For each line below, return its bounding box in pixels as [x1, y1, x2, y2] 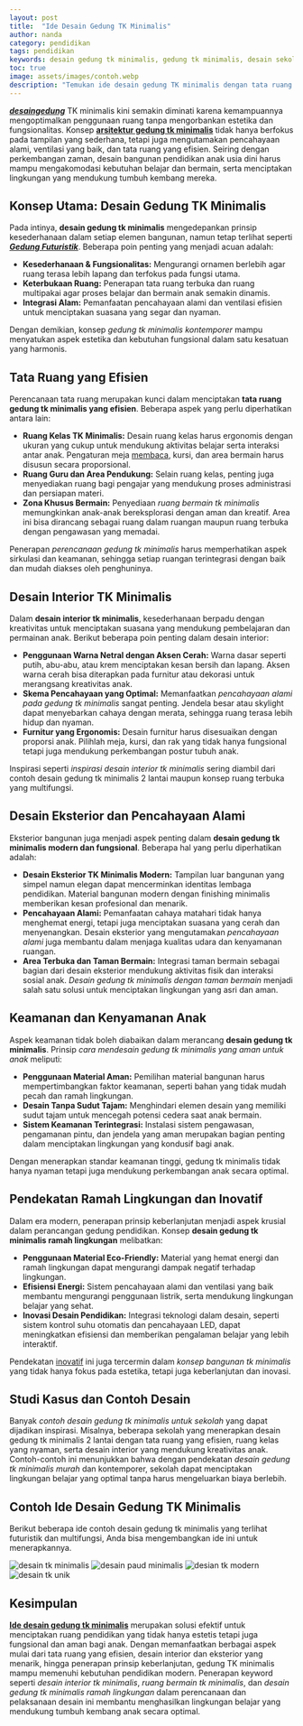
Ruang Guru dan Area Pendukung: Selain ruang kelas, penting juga [22, 469, 275, 479]
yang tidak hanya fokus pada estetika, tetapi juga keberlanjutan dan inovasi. [9, 1365, 291, 1377]
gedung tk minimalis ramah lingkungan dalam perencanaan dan [9, 1686, 246, 1697]
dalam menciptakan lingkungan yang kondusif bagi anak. [22, 1138, 234, 1149]
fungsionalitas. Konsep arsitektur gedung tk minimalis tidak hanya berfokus [9, 124, 294, 135]
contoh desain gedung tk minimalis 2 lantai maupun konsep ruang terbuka [9, 773, 285, 784]
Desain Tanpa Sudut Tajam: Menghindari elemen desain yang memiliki [22, 1100, 287, 1110]
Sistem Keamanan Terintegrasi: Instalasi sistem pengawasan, [22, 1118, 255, 1129]
